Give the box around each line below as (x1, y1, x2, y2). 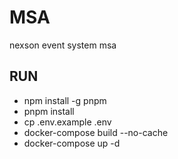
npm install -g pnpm (23, 94, 107, 106)
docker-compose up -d (23, 137, 121, 149)
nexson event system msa (9, 39, 117, 51)
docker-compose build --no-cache (23, 126, 169, 138)
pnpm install (23, 105, 75, 117)
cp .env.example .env (23, 116, 112, 128)
